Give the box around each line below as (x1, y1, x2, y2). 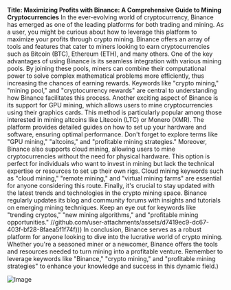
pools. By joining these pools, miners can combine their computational (7, 65, 206, 72)
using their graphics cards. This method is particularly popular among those (7, 108, 222, 116)
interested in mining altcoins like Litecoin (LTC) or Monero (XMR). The (7, 116, 205, 123)
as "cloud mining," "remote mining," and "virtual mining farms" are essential (7, 174, 222, 182)
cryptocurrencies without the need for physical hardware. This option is (7, 152, 210, 160)
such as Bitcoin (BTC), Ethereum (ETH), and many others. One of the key (7, 50, 213, 58)
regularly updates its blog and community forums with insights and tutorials (7, 196, 221, 204)
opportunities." (7, 218, 49, 226)
